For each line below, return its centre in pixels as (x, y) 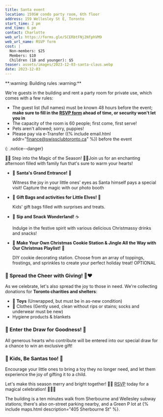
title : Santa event (25, 10)
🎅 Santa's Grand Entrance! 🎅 (42, 173)
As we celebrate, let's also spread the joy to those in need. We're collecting (81, 286)
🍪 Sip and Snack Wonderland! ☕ (46, 217)
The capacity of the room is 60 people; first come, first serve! (75, 123)
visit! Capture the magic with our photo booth (58, 188)
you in (19, 118)
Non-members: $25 (27, 51)
